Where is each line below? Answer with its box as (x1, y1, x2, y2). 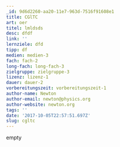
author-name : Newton (6, 91, 57, 96)
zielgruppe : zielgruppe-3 (6, 69, 69, 75)
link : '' (6, 36, 28, 42)
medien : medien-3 (6, 52, 49, 58)
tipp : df (6, 47, 28, 53)
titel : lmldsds (6, 25, 44, 31)
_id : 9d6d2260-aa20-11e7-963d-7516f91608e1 (6, 8, 115, 15)
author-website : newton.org (6, 101, 75, 108)
